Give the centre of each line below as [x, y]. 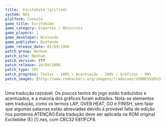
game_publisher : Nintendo [32, 42]
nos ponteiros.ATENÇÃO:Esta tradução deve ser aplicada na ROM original [80, 114]
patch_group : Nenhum [26, 51]
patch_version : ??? [25, 61]
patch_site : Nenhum [25, 56]
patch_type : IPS [22, 70]
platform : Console [24, 19]
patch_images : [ [22, 79]
